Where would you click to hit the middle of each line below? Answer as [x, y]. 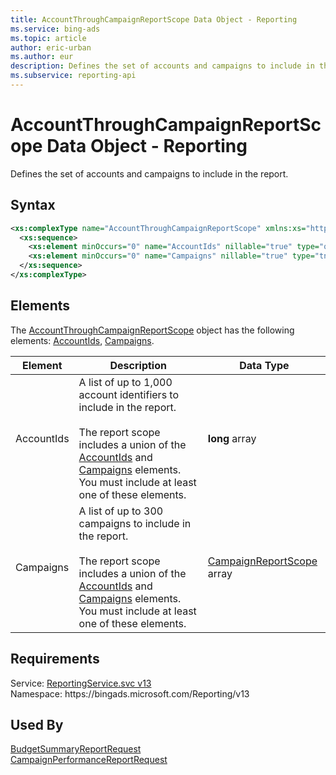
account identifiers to [129, 394]
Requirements [55, 659]
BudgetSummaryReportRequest [76, 749]
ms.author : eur [42, 57]
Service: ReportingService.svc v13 [81, 683]
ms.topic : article [48, 38]
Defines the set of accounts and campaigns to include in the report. [149, 173]
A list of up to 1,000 [125, 382]
